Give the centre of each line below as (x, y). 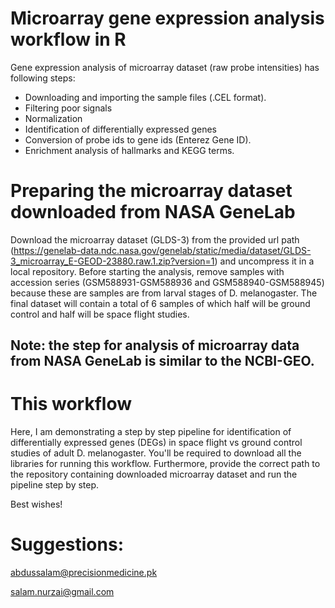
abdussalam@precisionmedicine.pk (84, 573)
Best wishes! (36, 504)
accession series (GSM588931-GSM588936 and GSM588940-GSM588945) (167, 282)
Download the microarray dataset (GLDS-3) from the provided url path (155, 239)
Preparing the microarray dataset (151, 191)
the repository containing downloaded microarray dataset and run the (154, 474)
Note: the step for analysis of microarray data (155, 345)
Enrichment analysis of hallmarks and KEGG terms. (129, 150)
